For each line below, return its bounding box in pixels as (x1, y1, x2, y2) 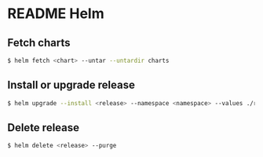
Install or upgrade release (7, 78, 135, 92)
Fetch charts (7, 36, 71, 49)
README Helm (7, 5, 104, 23)
